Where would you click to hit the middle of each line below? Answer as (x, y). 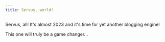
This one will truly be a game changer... (47, 34)
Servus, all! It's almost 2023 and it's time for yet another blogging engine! (82, 24)
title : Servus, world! (29, 10)
